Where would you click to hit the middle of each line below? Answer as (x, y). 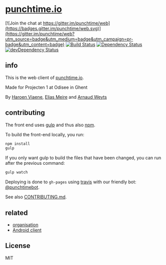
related (17, 213)
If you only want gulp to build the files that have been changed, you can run (83, 158)
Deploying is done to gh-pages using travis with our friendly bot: (71, 182)
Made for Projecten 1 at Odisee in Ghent (46, 87)
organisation (25, 225)
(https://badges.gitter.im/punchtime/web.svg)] (53, 28)
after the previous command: (35, 163)
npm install (18, 144)
